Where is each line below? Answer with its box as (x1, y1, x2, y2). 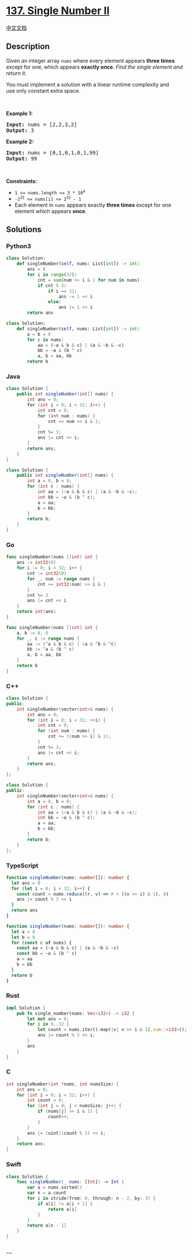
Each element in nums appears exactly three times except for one (14, 201, 172, 209)
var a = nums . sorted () (27, 1184, 83, 1190)
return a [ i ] (47, 1206, 77, 1212)
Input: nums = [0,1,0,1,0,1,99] (6, 149, 99, 156)
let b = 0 (11, 934, 35, 940)
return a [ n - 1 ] (27, 1223, 67, 1228)
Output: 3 (6, 127, 34, 134)
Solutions (6, 224, 42, 235)
